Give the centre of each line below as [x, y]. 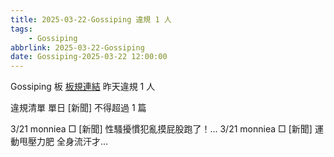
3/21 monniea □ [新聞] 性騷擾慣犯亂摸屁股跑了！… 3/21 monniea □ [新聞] [161, 129]
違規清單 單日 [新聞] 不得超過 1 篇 [78, 108]
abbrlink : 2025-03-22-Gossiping [77, 47]
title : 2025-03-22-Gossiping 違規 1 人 [91, 19]
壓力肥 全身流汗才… [68, 142]
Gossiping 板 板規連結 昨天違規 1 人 [83, 87]
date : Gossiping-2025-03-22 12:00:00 [89, 57]
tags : [21, 29]
